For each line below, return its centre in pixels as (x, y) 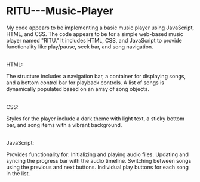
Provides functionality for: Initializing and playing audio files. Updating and (98, 154)
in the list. (18, 173)
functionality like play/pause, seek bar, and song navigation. (80, 47)
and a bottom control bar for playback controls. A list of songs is (85, 83)
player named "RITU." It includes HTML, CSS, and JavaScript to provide (94, 40)
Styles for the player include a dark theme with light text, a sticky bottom (96, 119)
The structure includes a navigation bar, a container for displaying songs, (96, 76)
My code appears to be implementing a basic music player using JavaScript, (100, 28)
